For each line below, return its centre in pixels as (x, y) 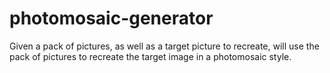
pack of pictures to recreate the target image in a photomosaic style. (150, 56)
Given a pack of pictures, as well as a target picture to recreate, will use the (164, 46)
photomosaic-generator (111, 18)
